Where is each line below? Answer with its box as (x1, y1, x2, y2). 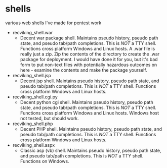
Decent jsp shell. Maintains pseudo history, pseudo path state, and (20, 78, 159, 84)
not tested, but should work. (20, 115, 79, 121)
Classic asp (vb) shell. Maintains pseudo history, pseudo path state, (20, 147, 161, 153)
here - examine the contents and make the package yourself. (20, 67, 148, 73)
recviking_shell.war (12, 29, 53, 35)
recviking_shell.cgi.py (12, 94, 58, 100)
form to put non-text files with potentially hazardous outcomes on (20, 62, 157, 68)
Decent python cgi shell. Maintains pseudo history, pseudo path (20, 99, 153, 105)
